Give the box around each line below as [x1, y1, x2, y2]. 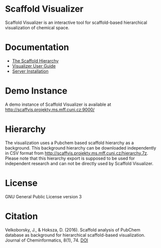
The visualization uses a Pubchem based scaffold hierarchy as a [5, 140, 134, 146]
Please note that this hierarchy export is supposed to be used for [5, 155, 135, 161]
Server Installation [12, 68, 49, 74]
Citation [5, 210, 38, 222]
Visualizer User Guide [12, 63, 56, 69]
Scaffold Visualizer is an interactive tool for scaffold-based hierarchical [5, 19, 147, 25]
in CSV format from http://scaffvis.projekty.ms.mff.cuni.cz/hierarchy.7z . [5, 150, 148, 156]
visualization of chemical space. [5, 24, 70, 30]
